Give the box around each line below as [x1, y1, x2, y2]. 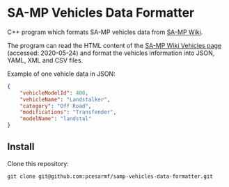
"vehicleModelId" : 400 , [19, 89, 89, 97]
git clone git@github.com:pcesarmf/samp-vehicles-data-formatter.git [7, 172, 214, 180]
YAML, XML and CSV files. [7, 56, 84, 64]
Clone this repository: [7, 159, 70, 168]
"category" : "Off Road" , [19, 102, 92, 109]
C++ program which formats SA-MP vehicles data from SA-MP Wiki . [7, 28, 203, 36]
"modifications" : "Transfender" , [19, 109, 117, 116]
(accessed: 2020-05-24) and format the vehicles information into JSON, [7, 49, 215, 57]
